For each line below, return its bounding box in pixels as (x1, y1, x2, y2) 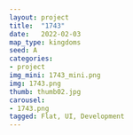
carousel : (9, 95, 46, 105)
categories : (9, 54, 53, 63)
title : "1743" (9, 21, 66, 30)
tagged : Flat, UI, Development (9, 112, 125, 121)
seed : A (9, 46, 38, 55)
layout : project (9, 12, 69, 22)
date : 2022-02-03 (9, 29, 82, 38)
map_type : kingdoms (9, 37, 82, 47)
